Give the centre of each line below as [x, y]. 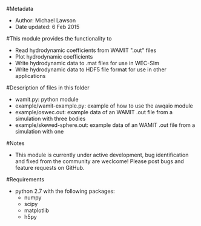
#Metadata [20, 9]
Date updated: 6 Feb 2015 [47, 27]
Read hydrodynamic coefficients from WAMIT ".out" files [86, 50]
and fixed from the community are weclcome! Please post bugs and [100, 161]
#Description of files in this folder [48, 88]
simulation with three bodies [50, 118]
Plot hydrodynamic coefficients [54, 56]
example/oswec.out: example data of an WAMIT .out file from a [94, 112]
